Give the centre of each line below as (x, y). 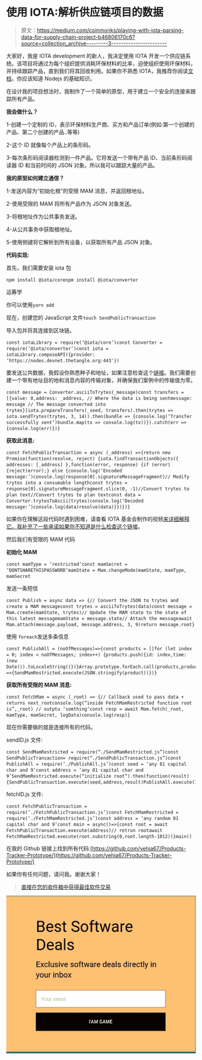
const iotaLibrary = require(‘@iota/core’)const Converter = (84, 342)
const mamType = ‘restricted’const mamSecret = (67, 564)
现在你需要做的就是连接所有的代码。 (51, 727)
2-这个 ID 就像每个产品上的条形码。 (50, 145)
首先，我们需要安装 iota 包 (39, 268)
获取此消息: (20, 440)
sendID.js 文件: (25, 740)
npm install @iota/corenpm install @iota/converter (72, 280)
